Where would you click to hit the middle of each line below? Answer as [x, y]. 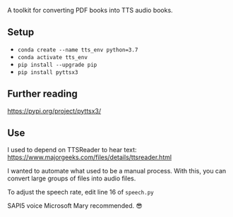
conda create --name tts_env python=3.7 [78, 50]
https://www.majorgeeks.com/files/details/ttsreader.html [89, 157]
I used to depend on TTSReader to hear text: [72, 150]
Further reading [42, 94]
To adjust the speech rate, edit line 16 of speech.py [80, 192]
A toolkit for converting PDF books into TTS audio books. [90, 10]
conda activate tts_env [53, 57]
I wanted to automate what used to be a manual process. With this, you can [117, 171]
